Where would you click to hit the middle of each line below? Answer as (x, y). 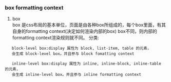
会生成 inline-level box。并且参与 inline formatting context (77, 75)
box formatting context (34, 8)
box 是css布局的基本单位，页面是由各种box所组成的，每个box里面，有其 (89, 25)
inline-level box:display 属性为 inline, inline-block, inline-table (86, 64)
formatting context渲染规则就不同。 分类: (56, 38)
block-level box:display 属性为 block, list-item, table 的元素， (81, 48)
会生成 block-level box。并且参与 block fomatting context (73, 54)
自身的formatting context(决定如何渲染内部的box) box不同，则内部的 (85, 31)
